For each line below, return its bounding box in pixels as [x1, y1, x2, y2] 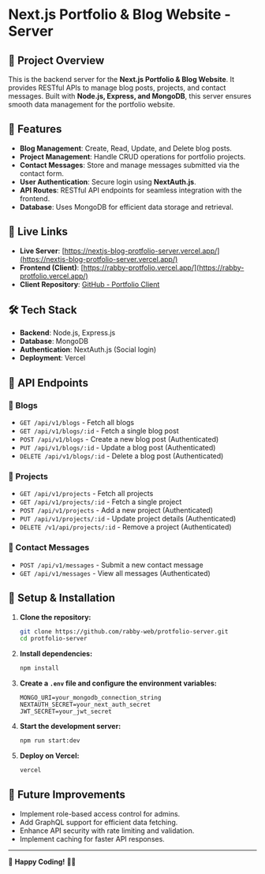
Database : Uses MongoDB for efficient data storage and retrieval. [19, 202, 234, 211]
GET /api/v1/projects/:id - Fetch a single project [19, 497, 182, 506]
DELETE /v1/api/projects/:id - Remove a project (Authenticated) [19, 522, 232, 532]
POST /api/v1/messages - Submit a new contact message [19, 560, 203, 570]
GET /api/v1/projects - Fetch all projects [19, 489, 154, 499]
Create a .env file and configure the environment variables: [19, 678, 217, 688]
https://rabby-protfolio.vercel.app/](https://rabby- [83, 263, 244, 272]
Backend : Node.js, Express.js [19, 328, 116, 338]
